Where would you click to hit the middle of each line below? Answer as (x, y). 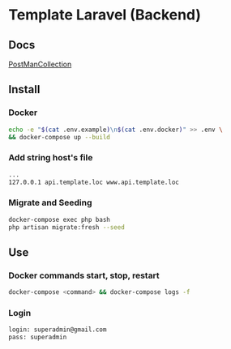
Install (24, 89)
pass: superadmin (38, 338)
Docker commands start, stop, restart (84, 275)
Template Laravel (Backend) (105, 15)
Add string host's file (51, 158)
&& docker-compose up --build (60, 137)
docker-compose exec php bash (60, 219)
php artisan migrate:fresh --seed (67, 227)
